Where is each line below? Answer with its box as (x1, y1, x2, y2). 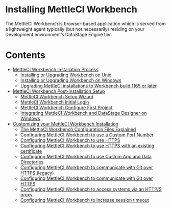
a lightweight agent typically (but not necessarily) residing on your (5, 26, 145, 32)
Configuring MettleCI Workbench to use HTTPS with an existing (20, 142, 155, 149)
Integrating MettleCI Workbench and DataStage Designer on (20, 110, 147, 116)
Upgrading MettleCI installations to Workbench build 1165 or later (20, 82, 157, 89)
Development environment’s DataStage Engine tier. (5, 31, 112, 37)
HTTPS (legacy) (20, 170, 54, 176)
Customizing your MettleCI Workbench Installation (12, 120, 119, 127)
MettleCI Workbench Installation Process (12, 66, 99, 72)
